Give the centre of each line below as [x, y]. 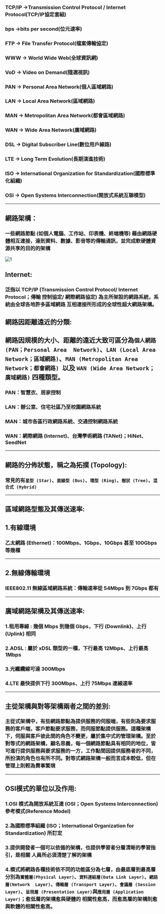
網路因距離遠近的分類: [39, 322]
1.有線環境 [21, 527]
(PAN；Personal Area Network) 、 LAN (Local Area [81, 350]
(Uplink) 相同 [20, 633]
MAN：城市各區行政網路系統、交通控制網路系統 [62, 422]
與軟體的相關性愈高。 [30, 906]
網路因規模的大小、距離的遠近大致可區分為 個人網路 [81, 340]
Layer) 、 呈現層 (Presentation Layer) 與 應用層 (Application [74, 891]
